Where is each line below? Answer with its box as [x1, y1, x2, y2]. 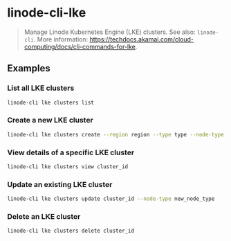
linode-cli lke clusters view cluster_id [7, 163, 129, 170]
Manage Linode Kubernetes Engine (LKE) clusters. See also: [24, 28, 196, 36]
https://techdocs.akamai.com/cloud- [89, 35, 194, 43]
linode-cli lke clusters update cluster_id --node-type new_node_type [7, 195, 215, 202]
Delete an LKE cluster [7, 211, 81, 221]
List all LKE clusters [7, 83, 75, 93]
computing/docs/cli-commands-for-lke [24, 42, 136, 51]
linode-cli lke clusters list [7, 99, 95, 106]
